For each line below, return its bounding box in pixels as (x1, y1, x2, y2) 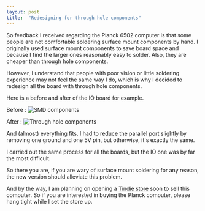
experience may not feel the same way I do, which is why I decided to (6, 76, 183, 83)
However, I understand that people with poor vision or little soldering (6, 69, 180, 76)
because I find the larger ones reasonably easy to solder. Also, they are (6, 51, 187, 58)
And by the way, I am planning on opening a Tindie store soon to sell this (6, 185, 190, 192)
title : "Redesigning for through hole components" (6, 15, 141, 21)
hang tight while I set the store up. (6, 198, 93, 205)
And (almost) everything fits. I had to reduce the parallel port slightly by (6, 130, 187, 137)
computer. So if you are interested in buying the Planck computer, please (6, 191, 191, 199)
